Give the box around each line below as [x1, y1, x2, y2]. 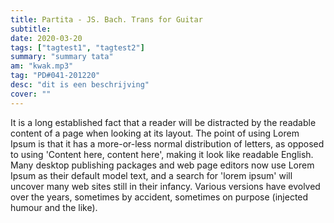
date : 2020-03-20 [10, 33, 83, 43]
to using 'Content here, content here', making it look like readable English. [10, 148, 314, 160]
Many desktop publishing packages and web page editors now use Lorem [10, 159, 315, 171]
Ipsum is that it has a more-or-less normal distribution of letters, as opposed [10, 137, 325, 150]
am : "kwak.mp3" [10, 61, 74, 71]
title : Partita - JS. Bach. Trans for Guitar [10, 14, 203, 25]
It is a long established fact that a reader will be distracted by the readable [10, 116, 317, 128]
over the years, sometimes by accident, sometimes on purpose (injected [10, 191, 309, 203]
